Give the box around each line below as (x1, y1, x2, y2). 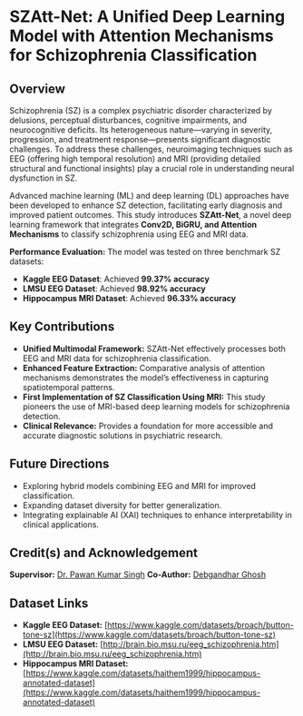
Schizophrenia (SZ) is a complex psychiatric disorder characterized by (9, 105, 272, 115)
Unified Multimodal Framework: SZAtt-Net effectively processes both (22, 343, 286, 354)
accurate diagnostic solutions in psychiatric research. (22, 429, 223, 441)
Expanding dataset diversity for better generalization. (22, 499, 222, 510)
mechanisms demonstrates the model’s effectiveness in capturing (22, 372, 269, 383)
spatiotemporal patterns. (22, 381, 115, 392)
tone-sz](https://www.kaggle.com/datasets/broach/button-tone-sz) (22, 629, 277, 641)
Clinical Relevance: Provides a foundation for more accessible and (22, 420, 274, 431)
